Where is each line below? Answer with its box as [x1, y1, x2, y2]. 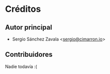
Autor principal [5, 23, 53, 32]
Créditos [5, 3, 41, 15]
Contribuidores [5, 50, 53, 59]
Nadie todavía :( [5, 63, 37, 70]
